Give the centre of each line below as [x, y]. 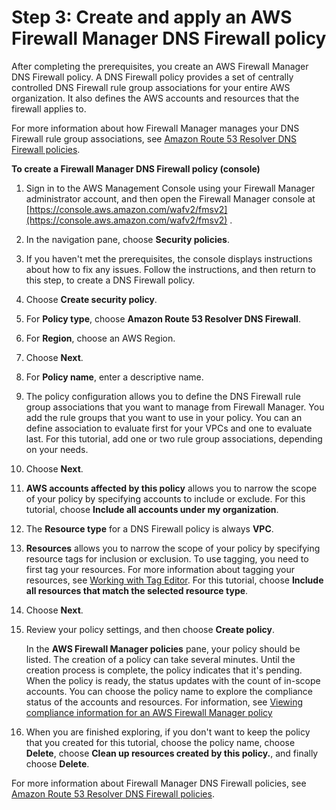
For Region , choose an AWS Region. [100, 338]
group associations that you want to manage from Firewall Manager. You [175, 407]
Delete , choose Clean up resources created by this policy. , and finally [172, 753]
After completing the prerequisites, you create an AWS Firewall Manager [160, 66]
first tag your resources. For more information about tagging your [160, 569]
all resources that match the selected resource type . [137, 590]
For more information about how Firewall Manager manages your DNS [155, 128]
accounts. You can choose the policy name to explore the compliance [169, 691]
